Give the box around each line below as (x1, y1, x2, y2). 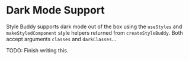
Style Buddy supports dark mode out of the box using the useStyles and (6, 23, 182, 30)
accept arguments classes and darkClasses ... (6, 35, 117, 42)
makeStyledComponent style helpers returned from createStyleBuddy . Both (6, 29, 184, 36)
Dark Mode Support (6, 4, 105, 17)
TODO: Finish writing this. (6, 46, 69, 54)
